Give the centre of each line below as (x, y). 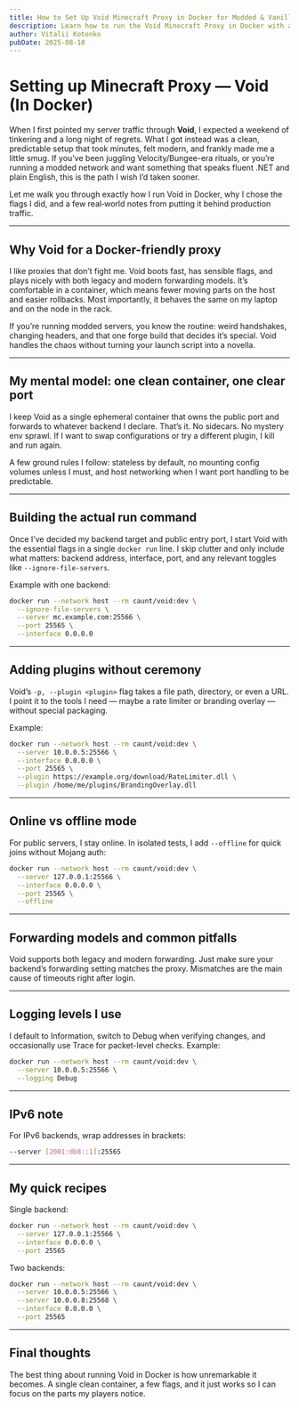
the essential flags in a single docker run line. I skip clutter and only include (147, 548)
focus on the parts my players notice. (77, 1393)
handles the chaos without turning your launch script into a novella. (133, 345)
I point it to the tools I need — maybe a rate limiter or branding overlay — (142, 700)
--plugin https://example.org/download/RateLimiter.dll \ (127, 777)
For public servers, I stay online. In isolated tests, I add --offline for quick (145, 843)
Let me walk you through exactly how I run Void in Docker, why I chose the (146, 194)
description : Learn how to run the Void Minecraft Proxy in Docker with (147, 26)
